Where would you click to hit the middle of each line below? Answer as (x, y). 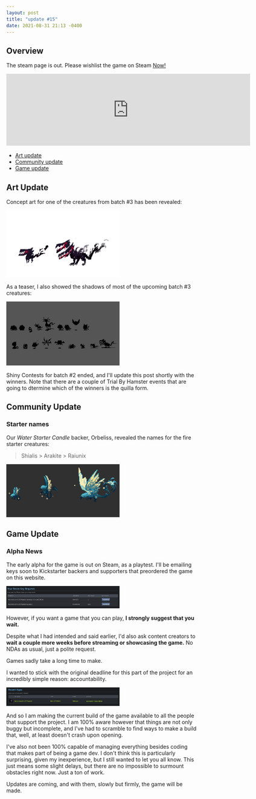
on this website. (26, 577)
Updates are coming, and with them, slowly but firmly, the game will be (94, 784)
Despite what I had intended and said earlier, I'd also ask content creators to (101, 636)
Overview (25, 51)
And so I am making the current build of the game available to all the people (100, 715)
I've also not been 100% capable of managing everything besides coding (97, 746)
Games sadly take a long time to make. (54, 660)
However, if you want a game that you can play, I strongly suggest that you (100, 618)
